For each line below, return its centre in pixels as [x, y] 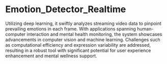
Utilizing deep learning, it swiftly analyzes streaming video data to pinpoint [83, 23]
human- [145, 28]
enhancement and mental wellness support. [51, 56]
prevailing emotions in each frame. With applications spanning [71, 28]
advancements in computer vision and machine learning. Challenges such [83, 40]
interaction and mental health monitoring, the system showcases [94, 34]
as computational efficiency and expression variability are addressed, [78, 45]
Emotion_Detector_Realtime [66, 9]
